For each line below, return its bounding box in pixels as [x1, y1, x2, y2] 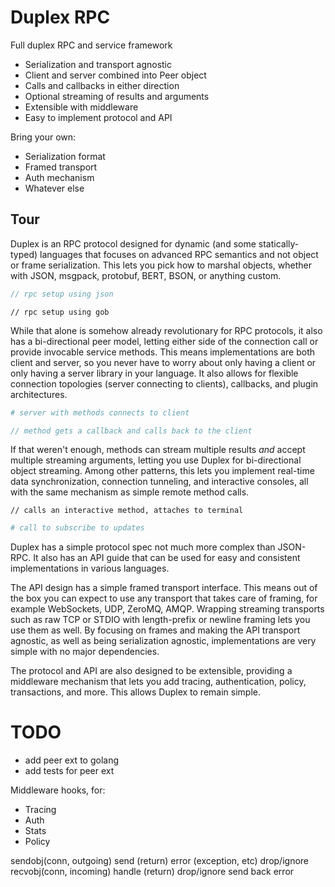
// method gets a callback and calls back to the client [10, 426, 253, 436]
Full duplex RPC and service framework [10, 39, 173, 51]
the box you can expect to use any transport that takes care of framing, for [10, 592, 318, 605]
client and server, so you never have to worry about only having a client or [10, 356, 317, 368]
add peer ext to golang [24, 754, 119, 766]
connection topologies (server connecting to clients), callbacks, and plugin [10, 377, 319, 390]
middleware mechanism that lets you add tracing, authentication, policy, [10, 676, 307, 688]
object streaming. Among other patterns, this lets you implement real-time [10, 465, 315, 477]
